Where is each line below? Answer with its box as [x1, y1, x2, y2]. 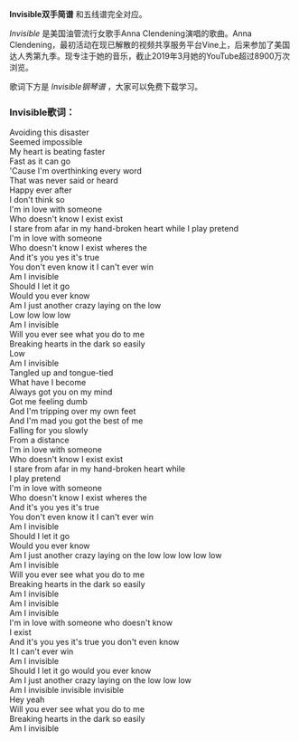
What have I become [9, 377, 87, 388]
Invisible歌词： [9, 106, 75, 119]
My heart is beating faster [9, 147, 106, 157]
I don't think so [9, 195, 65, 205]
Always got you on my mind [9, 386, 113, 397]
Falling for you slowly [9, 425, 89, 436]
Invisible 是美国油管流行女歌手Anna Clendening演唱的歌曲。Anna [9, 28, 253, 39]
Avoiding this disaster [9, 127, 89, 138]
